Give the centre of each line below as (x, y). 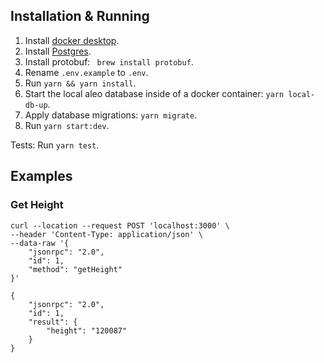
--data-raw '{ (40, 243)
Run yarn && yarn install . (80, 83)
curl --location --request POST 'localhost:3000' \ (120, 225)
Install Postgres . (58, 51)
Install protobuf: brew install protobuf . (109, 61)
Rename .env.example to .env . (86, 72)
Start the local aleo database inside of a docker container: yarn (154, 93)
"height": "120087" (87, 330)
